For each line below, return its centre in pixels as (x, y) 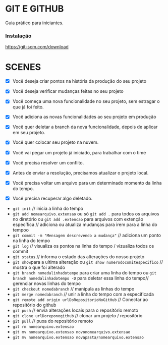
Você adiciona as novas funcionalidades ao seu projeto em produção (84, 117)
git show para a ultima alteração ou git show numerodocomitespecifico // (88, 262)
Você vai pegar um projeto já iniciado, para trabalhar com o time (79, 152)
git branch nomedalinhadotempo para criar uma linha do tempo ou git (85, 272)
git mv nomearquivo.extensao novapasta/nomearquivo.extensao (78, 337)
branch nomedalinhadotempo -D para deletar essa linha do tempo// (80, 278)
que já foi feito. (28, 107)
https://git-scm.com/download (37, 47)
